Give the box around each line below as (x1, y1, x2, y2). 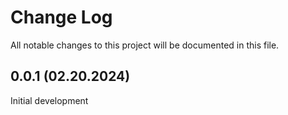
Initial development (10, 94, 89, 106)
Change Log (10, 6, 113, 29)
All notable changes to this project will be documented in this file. (10, 39, 280, 51)
